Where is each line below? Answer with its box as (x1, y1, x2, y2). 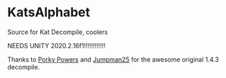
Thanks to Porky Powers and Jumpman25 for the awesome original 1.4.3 (7, 55, 220, 64)
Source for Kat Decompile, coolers (7, 28, 108, 36)
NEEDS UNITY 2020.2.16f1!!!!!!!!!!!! (7, 41, 106, 50)
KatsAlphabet (7, 4, 91, 21)
